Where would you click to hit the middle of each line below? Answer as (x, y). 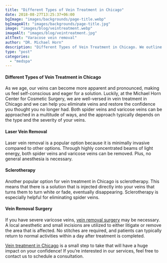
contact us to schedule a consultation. (44, 256)
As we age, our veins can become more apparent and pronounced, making (82, 88)
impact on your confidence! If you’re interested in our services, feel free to (82, 251)
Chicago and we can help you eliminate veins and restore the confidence (80, 104)
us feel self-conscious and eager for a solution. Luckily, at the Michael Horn (83, 94)
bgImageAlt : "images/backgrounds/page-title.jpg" (58, 24)
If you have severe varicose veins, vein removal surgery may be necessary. (83, 220)
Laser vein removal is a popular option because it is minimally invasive (77, 143)
